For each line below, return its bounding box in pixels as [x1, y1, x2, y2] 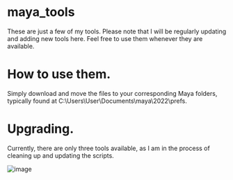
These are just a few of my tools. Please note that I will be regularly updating [7, 27, 227, 35]
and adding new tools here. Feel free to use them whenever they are [7, 34, 203, 42]
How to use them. [7, 67, 111, 82]
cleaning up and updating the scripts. [7, 151, 115, 160]
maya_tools [7, 4, 75, 20]
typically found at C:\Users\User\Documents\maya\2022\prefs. [7, 97, 188, 105]
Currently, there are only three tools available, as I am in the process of [7, 144, 210, 152]
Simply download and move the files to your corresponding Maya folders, [7, 89, 218, 97]
